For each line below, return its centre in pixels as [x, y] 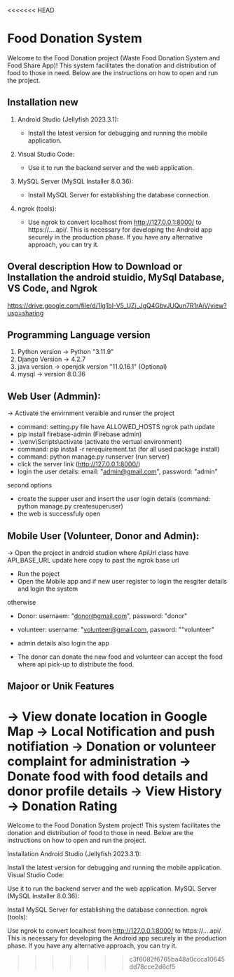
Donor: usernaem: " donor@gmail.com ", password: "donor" [102, 616]
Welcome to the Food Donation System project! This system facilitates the [114, 825]
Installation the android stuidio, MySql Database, [116, 278]
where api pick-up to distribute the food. [76, 664]
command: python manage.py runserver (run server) [94, 457]
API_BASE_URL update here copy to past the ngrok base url [93, 560]
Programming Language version [79, 335]
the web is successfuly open [59, 514]
